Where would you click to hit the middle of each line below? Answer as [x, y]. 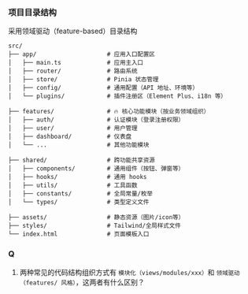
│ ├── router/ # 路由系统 [73, 71]
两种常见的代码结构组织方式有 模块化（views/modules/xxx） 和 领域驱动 [130, 272]
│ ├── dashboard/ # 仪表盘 [70, 137]
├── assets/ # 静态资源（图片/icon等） [96, 218]
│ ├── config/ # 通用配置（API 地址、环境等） [104, 88]
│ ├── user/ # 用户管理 [73, 128]
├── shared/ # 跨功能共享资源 [81, 160]
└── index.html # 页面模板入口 [79, 234]
